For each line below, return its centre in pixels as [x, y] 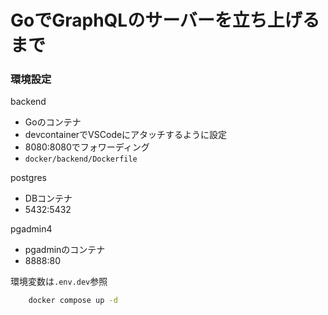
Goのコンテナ [53, 122]
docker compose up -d [73, 301]
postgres [28, 178]
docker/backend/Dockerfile [81, 159]
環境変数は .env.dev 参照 [59, 282]
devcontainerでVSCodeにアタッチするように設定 [126, 135]
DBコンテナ [48, 198]
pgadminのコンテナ [65, 250]
